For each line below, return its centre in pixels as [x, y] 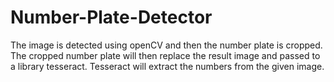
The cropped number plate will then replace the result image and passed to [165, 55]
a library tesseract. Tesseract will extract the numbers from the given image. [167, 66]
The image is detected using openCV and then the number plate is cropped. [166, 45]
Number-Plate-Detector [111, 17]
